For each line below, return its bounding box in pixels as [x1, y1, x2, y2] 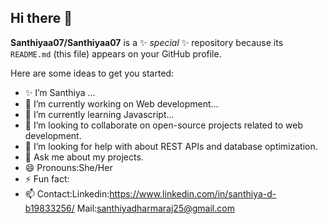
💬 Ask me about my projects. [24, 151, 144, 163]
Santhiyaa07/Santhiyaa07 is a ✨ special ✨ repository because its [10, 36, 284, 48]
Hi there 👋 [10, 10, 73, 27]
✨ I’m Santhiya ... [24, 86, 96, 98]
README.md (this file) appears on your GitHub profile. [10, 47, 222, 60]
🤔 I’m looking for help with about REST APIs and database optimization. [24, 140, 318, 152]
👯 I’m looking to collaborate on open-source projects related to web [24, 119, 303, 131]
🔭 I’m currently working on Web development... [24, 97, 219, 110]
